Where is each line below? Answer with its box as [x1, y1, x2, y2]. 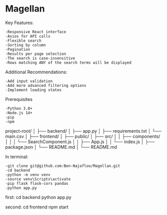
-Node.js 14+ [5, 110, 33, 116]
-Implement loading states [5, 87, 62, 92]
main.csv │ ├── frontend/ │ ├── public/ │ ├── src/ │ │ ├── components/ [5, 133, 160, 139]
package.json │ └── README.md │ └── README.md [5, 144, 117, 150]
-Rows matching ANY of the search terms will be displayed [5, 60, 132, 65]
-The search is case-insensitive [5, 56, 75, 61]
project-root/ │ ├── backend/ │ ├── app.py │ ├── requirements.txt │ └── [5, 128, 162, 134]
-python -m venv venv [5, 172, 51, 177]
